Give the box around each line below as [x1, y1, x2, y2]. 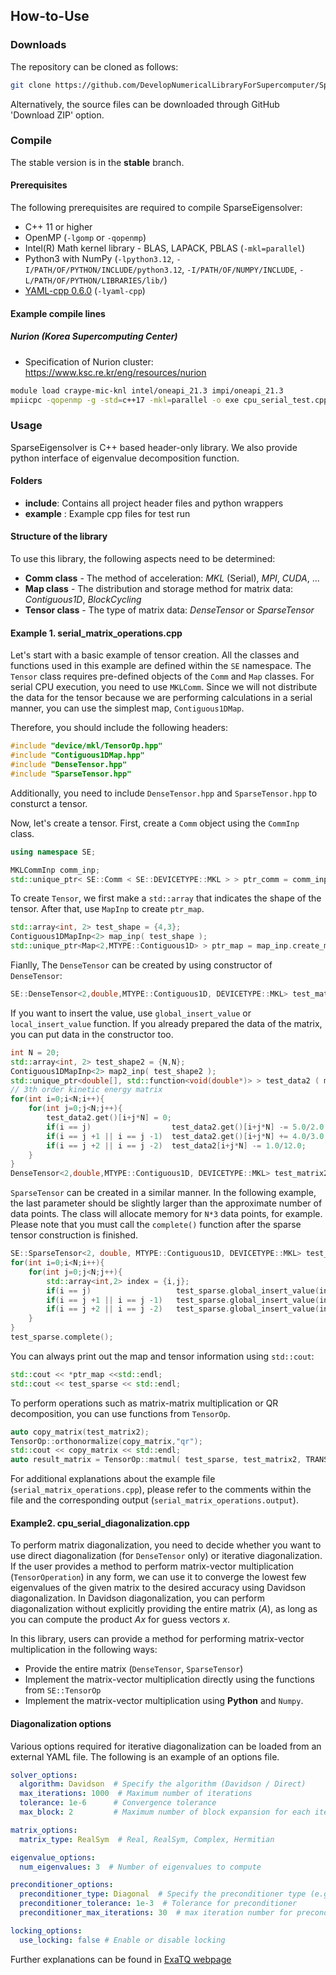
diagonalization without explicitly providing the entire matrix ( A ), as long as [10, 1603, 318, 1615]
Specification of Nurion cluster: [24, 355, 154, 368]
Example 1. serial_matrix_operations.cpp [10, 627, 183, 639]
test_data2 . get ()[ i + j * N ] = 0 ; [46, 1113, 172, 1123]
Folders [10, 475, 43, 487]
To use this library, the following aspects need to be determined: [10, 553, 276, 565]
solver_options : [10, 1770, 78, 1780]
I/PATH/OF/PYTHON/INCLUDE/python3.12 [24, 265, 183, 276]
